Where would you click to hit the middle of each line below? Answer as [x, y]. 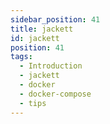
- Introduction [51, 66]
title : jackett [42, 29]
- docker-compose [55, 94]
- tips [33, 103]
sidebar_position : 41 [55, 19]
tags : [21, 57]
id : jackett [35, 38]
